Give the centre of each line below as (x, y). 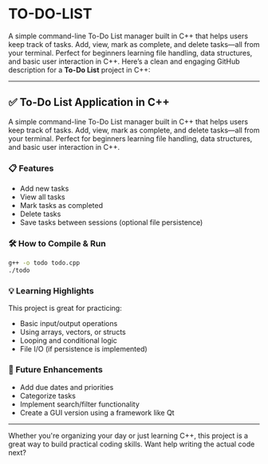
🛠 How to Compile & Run (57, 243)
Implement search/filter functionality (79, 404)
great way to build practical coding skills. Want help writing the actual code (132, 444)
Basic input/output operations (69, 324)
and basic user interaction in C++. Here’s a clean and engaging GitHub (124, 61)
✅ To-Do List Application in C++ (89, 102)
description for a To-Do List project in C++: (79, 69)
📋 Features (31, 168)
